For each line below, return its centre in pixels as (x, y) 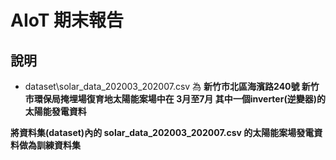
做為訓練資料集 (49, 145)
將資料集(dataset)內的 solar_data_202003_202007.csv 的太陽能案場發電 (162, 132)
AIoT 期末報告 (67, 20)
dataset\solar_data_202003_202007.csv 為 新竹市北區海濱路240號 (162, 86)
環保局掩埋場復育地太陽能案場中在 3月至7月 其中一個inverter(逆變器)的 (179, 99)
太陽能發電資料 (55, 111)
